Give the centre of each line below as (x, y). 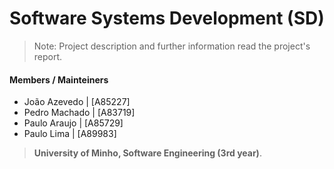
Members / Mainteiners (59, 79)
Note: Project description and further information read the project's (172, 46)
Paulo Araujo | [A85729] (73, 123)
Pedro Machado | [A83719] (79, 113)
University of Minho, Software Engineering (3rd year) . (147, 153)
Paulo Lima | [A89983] (70, 134)
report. (48, 56)
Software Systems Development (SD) (167, 18)
